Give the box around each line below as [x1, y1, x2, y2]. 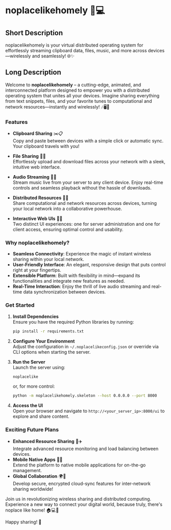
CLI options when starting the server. [12, 349, 91, 355]
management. [12, 467, 42, 473]
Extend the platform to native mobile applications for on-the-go [12, 462, 146, 468]
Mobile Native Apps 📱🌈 [12, 456, 63, 462]
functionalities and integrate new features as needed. [12, 278, 125, 284]
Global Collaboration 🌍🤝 [12, 473, 66, 479]
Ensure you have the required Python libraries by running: [12, 319, 134, 325]
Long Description [5, 68, 61, 77]
